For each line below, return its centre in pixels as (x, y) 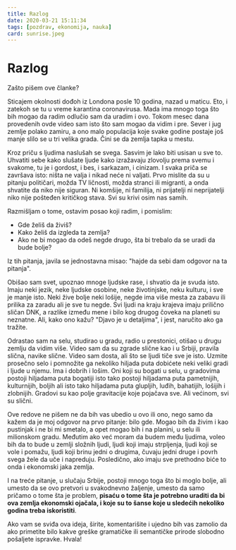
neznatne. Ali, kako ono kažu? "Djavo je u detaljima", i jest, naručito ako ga (115, 320)
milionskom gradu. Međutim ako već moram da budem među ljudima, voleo (116, 437)
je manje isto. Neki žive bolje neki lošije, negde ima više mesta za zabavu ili (116, 298)
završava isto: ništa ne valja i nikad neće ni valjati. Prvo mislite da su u (108, 175)
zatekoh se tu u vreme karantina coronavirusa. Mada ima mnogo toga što (113, 109)
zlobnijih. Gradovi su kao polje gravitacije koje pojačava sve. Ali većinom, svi (118, 393)
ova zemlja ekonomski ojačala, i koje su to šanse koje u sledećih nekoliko (116, 503)
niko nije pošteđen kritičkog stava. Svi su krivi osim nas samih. (98, 197)
